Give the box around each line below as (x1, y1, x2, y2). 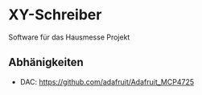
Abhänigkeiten (8, 56, 85, 69)
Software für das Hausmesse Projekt (8, 32, 130, 42)
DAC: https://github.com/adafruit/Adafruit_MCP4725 (19, 76, 195, 86)
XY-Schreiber (8, 6, 102, 24)
